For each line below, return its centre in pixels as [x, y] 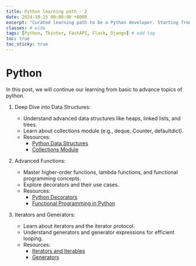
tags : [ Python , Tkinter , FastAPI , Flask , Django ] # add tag [81, 33]
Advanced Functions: [40, 161]
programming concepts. [52, 178]
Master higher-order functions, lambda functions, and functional [100, 172]
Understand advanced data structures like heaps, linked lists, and [102, 118]
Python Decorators [55, 197]
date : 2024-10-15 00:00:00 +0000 [47, 17]
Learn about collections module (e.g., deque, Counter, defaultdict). [103, 131]
